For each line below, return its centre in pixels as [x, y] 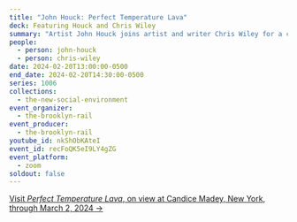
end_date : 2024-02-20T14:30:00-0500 [76, 75]
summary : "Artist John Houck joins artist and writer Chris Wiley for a [146, 34]
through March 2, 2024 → [56, 208]
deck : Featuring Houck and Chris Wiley [83, 26]
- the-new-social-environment [72, 100]
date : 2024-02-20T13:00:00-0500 [69, 67]
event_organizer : [41, 108]
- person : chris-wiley [59, 58]
